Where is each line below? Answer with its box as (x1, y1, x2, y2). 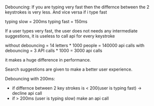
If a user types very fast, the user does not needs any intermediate (5, 28, 138, 33)
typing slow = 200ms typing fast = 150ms (5, 19, 88, 24)
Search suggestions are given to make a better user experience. (5, 66, 133, 72)
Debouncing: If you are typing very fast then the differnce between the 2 (5, 4, 150, 10)
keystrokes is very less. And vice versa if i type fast (5, 9, 107, 15)
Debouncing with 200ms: (5, 76, 56, 81)
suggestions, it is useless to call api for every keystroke (5, 33, 115, 39)
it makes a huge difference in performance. (5, 57, 91, 62)
